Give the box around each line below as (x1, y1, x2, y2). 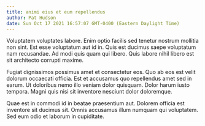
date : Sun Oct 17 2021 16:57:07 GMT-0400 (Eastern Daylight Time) (6, 20, 180, 26)
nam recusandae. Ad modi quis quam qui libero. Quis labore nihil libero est (6, 50, 195, 57)
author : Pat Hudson (6, 15, 56, 21)
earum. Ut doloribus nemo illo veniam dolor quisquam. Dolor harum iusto (6, 81, 190, 89)
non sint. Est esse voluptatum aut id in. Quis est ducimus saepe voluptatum (6, 43, 196, 51)
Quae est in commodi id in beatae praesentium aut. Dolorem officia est (6, 100, 185, 107)
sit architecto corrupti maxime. (6, 56, 84, 64)
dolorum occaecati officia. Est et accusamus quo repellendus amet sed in (6, 75, 192, 83)
